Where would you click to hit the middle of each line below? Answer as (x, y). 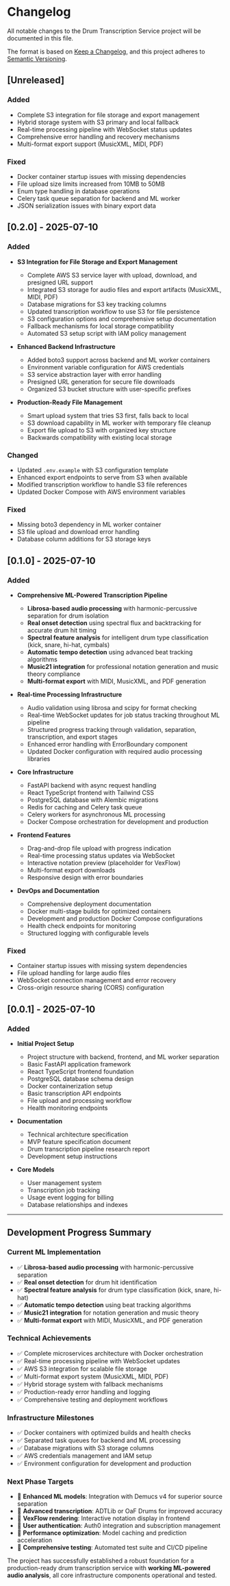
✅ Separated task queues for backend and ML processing (99, 1441)
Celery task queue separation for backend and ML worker (99, 198)
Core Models (36, 1169)
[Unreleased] (36, 81)
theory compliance (54, 674)
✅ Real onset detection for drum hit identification (87, 1282)
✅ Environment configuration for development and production (104, 1463)
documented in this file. (40, 38)
